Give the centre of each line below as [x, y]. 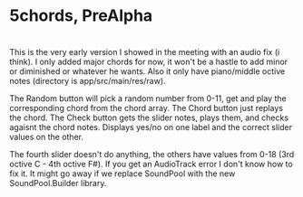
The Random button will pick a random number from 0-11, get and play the [148, 98]
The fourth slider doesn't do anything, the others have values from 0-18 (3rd [152, 155]
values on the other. [47, 137]
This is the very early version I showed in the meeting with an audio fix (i [145, 52]
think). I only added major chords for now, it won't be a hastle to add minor [149, 62]
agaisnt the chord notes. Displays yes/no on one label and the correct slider [151, 127]
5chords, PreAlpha [81, 16]
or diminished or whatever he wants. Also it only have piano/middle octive [147, 71]
